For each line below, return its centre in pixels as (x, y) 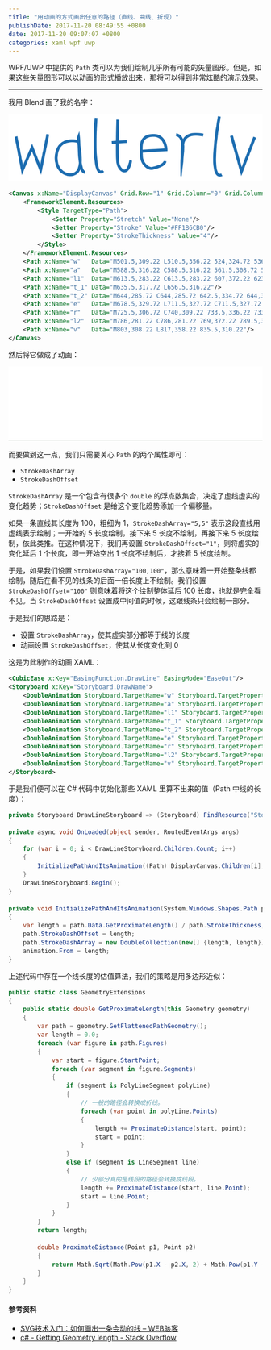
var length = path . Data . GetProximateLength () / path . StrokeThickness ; (144, 926)
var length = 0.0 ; (68, 1035)
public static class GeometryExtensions (77, 992)
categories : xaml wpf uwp (52, 43)
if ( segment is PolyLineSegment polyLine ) (138, 1086)
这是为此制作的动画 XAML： (55, 662)
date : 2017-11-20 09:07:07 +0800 (65, 34)
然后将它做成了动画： (44, 354)
